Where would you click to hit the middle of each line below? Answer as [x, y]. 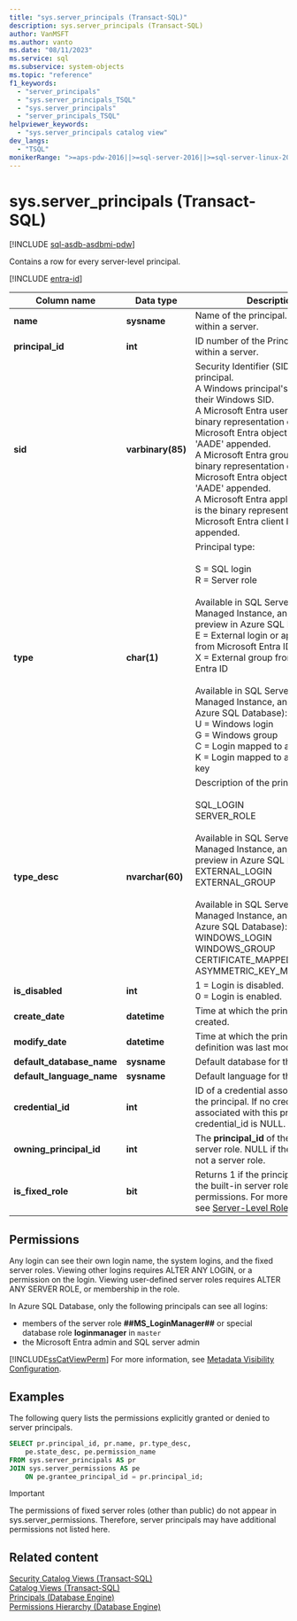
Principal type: [225, 547]
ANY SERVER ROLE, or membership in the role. [95, 1289]
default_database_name [65, 1062]
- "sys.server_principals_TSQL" [77, 100]
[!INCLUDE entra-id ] [46, 279]
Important [27, 1493]
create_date [39, 1017]
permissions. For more [241, 1197]
